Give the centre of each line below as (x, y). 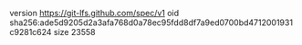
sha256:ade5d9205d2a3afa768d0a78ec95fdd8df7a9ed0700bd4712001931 (151, 22)
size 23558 (74, 32)
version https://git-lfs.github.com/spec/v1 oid (94, 13)
